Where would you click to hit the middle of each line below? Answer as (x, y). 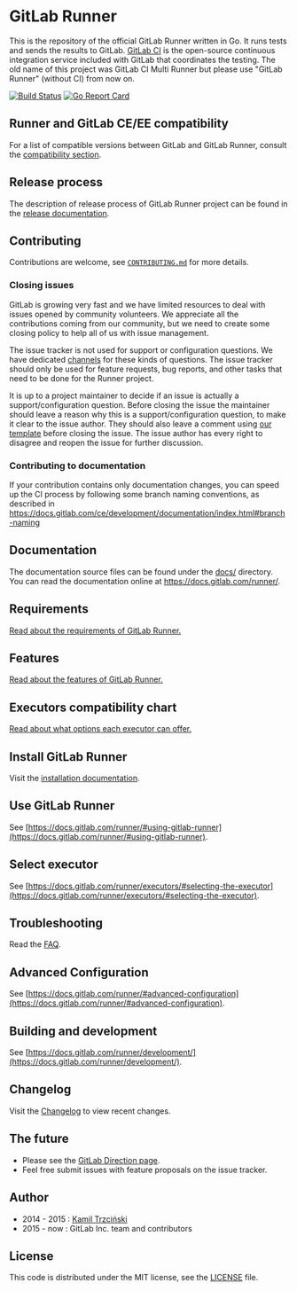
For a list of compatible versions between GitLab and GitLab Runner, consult (148, 145)
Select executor (54, 865)
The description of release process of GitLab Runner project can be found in (148, 203)
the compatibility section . (55, 154)
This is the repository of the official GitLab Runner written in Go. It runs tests (148, 41)
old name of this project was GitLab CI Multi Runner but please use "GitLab (146, 69)
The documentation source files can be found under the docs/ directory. (141, 571)
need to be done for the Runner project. (82, 378)
